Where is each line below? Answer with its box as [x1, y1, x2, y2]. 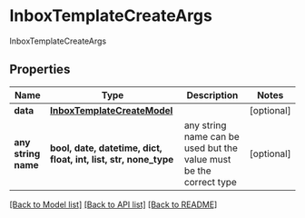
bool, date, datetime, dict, [49, 142, 162, 154]
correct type [183, 175, 238, 188]
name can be [183, 130, 241, 143]
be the [183, 164, 212, 177]
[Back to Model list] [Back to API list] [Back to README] [9, 199, 218, 210]
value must [183, 153, 231, 165]
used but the [183, 142, 239, 154]
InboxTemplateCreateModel [49, 104, 173, 116]
